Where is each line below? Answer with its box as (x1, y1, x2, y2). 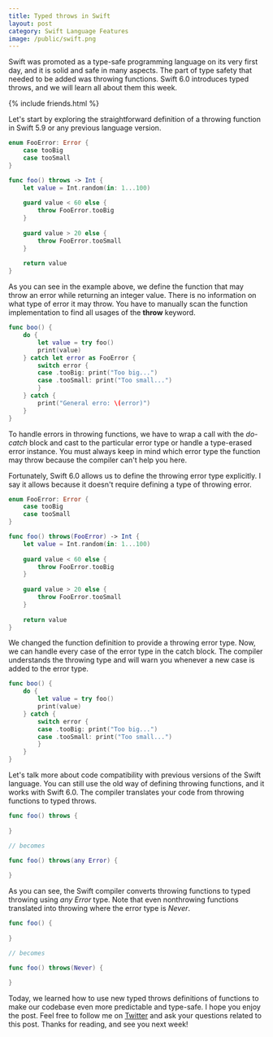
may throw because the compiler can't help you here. (8, 455, 188, 465)
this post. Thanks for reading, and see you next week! (8, 1019, 188, 1030)
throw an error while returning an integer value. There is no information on (8, 291, 257, 300)
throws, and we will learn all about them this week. (8, 83, 177, 93)
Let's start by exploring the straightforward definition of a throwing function (8, 115, 262, 125)
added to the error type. (8, 664, 89, 674)
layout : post (8, 20, 53, 28)
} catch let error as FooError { (23, 353, 136, 362)
